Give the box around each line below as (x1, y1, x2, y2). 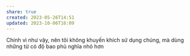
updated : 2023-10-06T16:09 (6, 20, 75, 26)
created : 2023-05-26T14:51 (6, 14, 75, 20)
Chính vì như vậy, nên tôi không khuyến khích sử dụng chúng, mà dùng (6, 37, 184, 44)
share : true (6, 8, 36, 15)
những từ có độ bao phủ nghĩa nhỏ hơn (6, 43, 104, 50)
